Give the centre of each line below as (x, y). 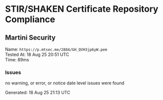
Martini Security (30, 37)
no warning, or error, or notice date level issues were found (65, 83)
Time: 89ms (17, 60)
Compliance (30, 19)
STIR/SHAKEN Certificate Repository (82, 9)
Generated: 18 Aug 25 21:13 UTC (38, 93)
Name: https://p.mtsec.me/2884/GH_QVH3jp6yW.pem (56, 49)
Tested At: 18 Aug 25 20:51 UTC (37, 54)
